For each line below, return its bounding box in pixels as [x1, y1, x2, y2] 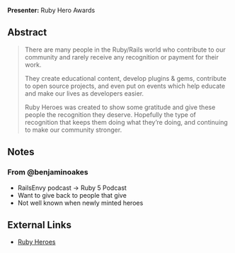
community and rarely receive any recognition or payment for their [24, 52, 219, 61]
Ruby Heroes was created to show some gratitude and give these [24, 103, 216, 111]
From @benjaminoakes [7, 167, 88, 177]
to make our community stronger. [24, 125, 122, 134]
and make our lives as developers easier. [24, 89, 144, 98]
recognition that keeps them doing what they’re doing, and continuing [24, 118, 228, 126]
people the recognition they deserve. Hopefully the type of [24, 110, 196, 119]
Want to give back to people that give [17, 191, 127, 199]
